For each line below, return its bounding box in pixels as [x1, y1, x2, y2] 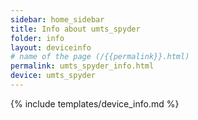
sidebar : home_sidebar [10, 14, 105, 25]
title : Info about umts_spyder [10, 24, 141, 34]
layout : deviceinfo [10, 42, 92, 53]
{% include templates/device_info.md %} [10, 97, 180, 110]
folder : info [10, 33, 65, 43]
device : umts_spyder [10, 71, 97, 81]
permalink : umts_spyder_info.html [10, 61, 155, 71]
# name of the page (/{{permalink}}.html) [10, 52, 190, 62]
